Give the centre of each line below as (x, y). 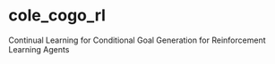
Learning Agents (39, 49)
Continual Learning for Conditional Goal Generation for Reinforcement (137, 40)
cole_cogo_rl (57, 16)
